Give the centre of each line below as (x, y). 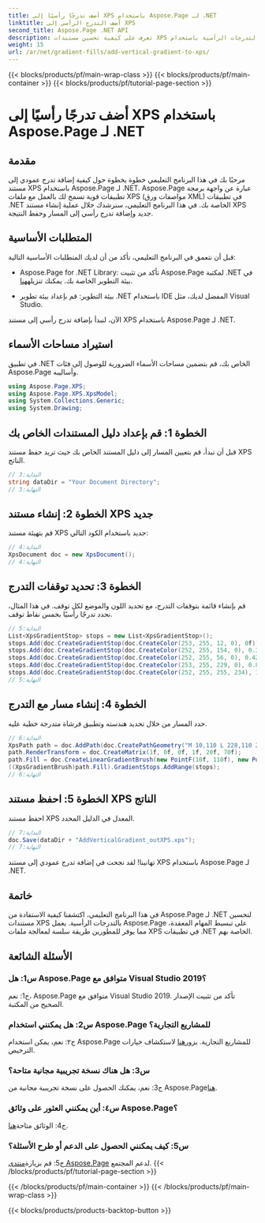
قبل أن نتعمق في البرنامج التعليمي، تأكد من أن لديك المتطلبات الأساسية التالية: (122, 256)
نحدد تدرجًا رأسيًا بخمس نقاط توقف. (60, 614)
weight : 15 (26, 45)
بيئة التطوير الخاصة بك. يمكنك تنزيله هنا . (76, 280)
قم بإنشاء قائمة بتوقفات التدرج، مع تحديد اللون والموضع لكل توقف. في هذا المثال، (127, 605)
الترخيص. (22, 1050)
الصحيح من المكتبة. (36, 1004)
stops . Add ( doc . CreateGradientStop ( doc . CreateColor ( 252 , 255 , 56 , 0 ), (125, 658)
